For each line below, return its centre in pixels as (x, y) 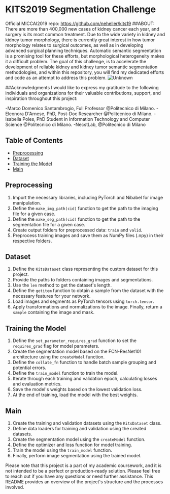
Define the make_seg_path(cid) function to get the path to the (76, 219)
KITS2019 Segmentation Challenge (81, 9)
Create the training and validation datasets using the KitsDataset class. (87, 423)
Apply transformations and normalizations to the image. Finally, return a (87, 307)
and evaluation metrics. (37, 384)
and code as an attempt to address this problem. (56, 77)
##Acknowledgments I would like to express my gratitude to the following (82, 87)
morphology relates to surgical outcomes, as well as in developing (74, 45)
